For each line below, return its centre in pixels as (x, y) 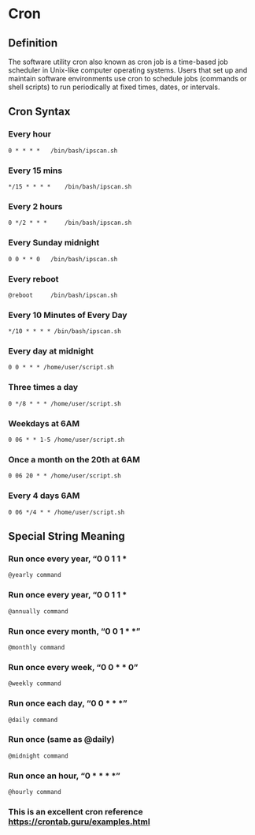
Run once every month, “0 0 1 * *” (74, 631)
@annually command (38, 611)
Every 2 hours (35, 206)
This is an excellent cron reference (76, 812)
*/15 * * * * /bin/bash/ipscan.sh (70, 186)
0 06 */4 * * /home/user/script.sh (67, 512)
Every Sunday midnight (54, 243)
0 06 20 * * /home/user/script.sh (65, 476)
